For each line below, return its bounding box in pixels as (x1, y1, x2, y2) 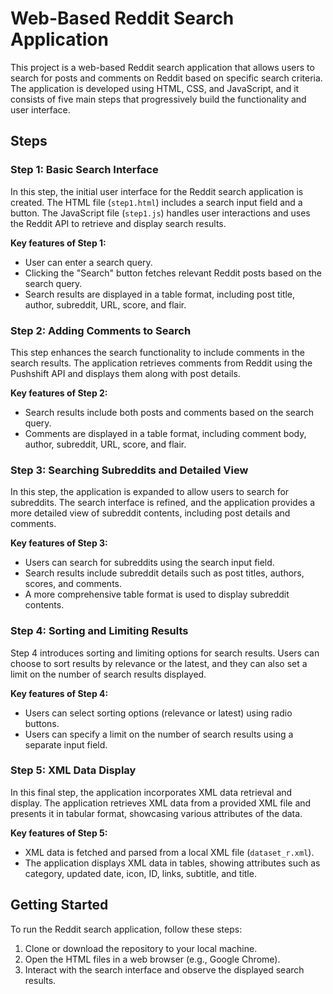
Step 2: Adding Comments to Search (10, 323, 192, 337)
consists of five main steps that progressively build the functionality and (10, 93, 307, 105)
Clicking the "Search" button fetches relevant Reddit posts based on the (24, 267, 323, 279)
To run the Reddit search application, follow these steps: (10, 923, 243, 935)
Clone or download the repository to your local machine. (24, 942, 258, 954)
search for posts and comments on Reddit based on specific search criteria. (10, 72, 323, 84)
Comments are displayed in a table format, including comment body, (24, 427, 307, 439)
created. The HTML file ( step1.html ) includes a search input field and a (10, 196, 303, 208)
